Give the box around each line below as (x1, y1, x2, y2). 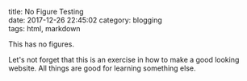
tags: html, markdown (8, 24, 81, 33)
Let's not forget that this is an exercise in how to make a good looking (8, 55, 240, 64)
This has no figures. (8, 39, 75, 49)
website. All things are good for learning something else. (8, 63, 196, 73)
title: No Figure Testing (8, 7, 84, 16)
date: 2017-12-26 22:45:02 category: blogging (8, 15, 163, 25)
